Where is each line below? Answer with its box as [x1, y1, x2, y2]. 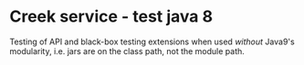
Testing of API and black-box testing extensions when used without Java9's [9, 36, 295, 47]
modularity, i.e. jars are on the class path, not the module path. [9, 45, 245, 56]
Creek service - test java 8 [9, 6, 213, 27]
